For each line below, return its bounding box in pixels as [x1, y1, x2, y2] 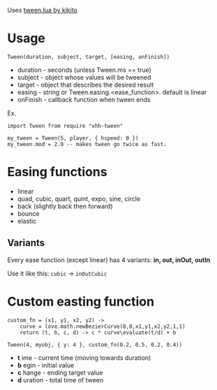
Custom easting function [7, 294, 155, 310]
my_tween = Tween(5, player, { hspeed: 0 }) [7, 134, 139, 142]
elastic [17, 217, 37, 225]
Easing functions [7, 164, 107, 180]
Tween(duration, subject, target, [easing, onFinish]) [7, 53, 170, 60]
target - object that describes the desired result [17, 80, 154, 89]
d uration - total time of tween [17, 375, 104, 384]
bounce [17, 209, 40, 217]
